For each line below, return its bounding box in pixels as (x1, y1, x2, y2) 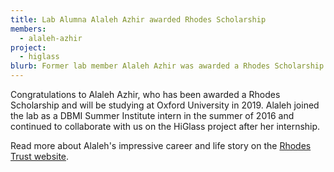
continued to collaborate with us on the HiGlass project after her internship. (10, 121, 321, 132)
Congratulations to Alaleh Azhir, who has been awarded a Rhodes (10, 89, 281, 100)
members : (10, 24, 47, 34)
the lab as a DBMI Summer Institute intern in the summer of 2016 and (10, 110, 295, 121)
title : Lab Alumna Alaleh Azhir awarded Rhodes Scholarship (10, 14, 267, 25)
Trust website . (10, 151, 70, 162)
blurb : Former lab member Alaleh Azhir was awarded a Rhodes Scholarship (10, 61, 325, 71)
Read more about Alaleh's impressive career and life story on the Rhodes (10, 140, 312, 151)
